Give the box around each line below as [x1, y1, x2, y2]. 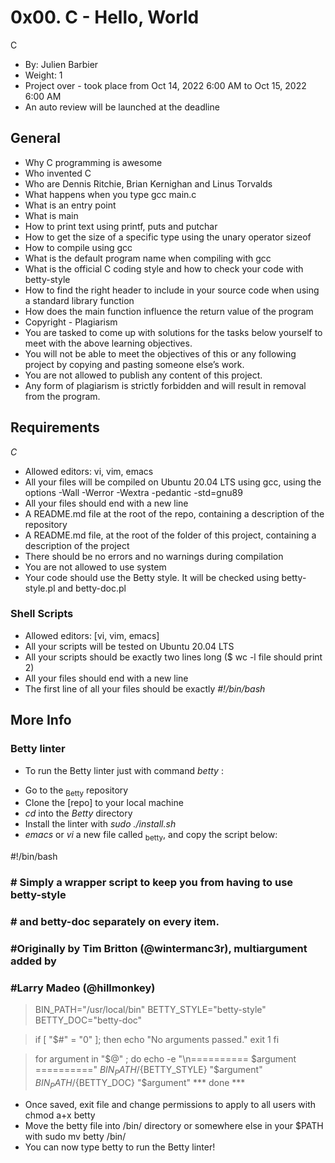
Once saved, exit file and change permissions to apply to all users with [24, 1098, 316, 1110]
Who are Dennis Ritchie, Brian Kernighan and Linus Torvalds [24, 177, 273, 190]
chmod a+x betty [24, 1109, 96, 1121]
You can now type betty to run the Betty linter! [24, 1141, 216, 1153]
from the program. [24, 390, 101, 402]
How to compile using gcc [24, 241, 133, 253]
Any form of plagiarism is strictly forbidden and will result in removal [24, 379, 307, 391]
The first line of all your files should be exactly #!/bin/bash [24, 682, 266, 695]
